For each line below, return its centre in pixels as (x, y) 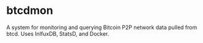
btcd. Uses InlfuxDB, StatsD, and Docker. (58, 33)
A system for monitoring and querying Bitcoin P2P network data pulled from (102, 27)
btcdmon (30, 11)
